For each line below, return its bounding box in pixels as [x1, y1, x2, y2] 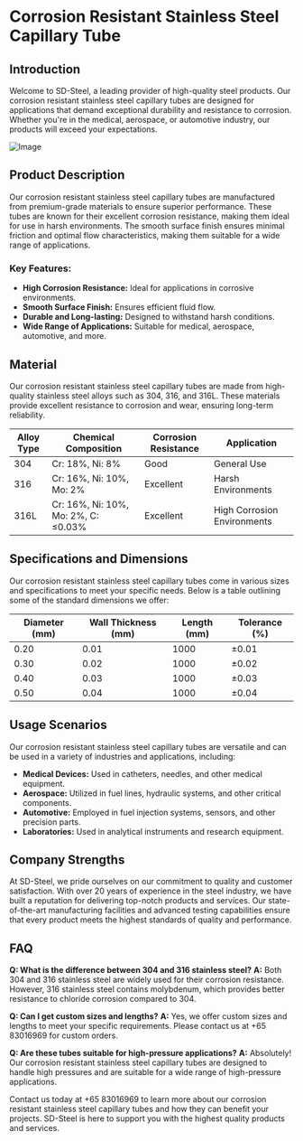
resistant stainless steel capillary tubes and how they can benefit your [9, 1104, 269, 1115]
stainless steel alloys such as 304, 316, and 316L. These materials [36, 390, 280, 401]
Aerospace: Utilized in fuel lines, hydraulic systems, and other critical [22, 788, 281, 799]
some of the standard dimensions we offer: [9, 594, 170, 605]
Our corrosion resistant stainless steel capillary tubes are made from [9, 380, 264, 391]
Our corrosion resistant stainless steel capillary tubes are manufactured [9, 192, 275, 202]
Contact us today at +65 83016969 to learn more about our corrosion [9, 1094, 267, 1105]
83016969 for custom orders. [9, 1030, 119, 1041]
